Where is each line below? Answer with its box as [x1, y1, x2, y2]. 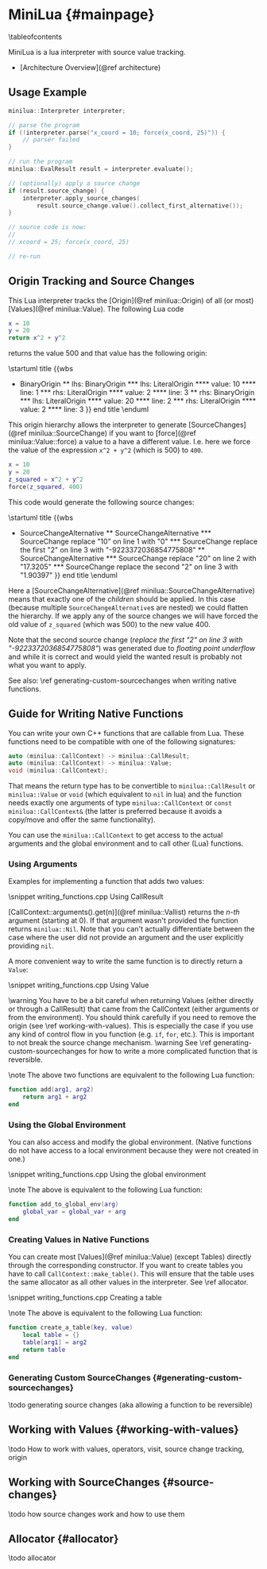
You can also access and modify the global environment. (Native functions [8, 1137, 252, 1147]
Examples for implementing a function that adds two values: [8, 877, 205, 886]
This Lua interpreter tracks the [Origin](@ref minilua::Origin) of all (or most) [8, 296, 254, 305]
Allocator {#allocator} [8, 1532, 119, 1545]
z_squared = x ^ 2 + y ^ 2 [8, 475, 83, 483]
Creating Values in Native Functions [8, 1234, 149, 1245]
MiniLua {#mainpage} [8, 6, 155, 24]
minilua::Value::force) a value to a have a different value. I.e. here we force [8, 437, 251, 447]
